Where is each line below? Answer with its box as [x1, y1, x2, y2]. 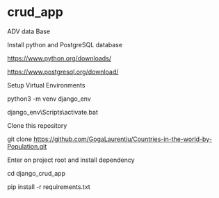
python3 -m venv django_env [7, 94, 92, 103]
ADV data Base [7, 27, 51, 35]
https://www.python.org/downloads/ [7, 53, 112, 63]
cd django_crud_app [7, 169, 66, 177]
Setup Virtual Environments [7, 81, 86, 89]
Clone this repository [7, 121, 67, 129]
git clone [7, 135, 33, 143]
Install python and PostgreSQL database [7, 40, 123, 49]
